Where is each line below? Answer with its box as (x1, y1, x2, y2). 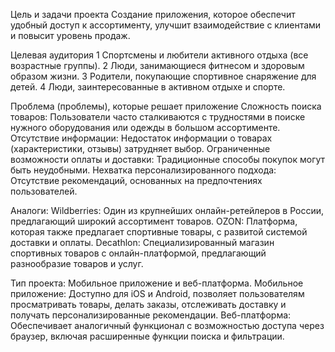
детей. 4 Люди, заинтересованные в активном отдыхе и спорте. (10, 81, 286, 93)
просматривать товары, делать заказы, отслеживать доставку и (10, 299, 287, 310)
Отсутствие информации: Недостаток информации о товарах (10, 132, 273, 144)
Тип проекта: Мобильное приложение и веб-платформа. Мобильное (10, 277, 304, 289)
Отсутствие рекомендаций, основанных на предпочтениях (10, 175, 263, 186)
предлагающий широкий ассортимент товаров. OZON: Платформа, (10, 215, 298, 227)
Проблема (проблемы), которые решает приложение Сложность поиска (10, 100, 322, 112)
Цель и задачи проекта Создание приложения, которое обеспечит (10, 9, 296, 20)
